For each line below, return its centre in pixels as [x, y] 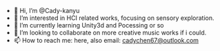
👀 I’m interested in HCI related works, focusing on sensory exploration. [114, 18]
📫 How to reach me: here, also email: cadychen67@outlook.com [106, 40]
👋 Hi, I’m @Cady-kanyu [47, 11]
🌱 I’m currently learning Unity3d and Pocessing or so [89, 25]
